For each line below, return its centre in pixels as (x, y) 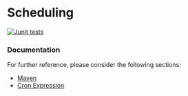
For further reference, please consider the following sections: (94, 65)
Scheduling (41, 13)
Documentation (34, 50)
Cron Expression (41, 86)
